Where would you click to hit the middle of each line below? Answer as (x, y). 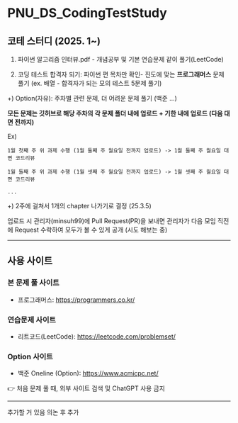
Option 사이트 (30, 356)
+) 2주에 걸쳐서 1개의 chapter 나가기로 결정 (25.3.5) (80, 206)
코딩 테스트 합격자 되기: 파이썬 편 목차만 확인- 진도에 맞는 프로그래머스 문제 (121, 74)
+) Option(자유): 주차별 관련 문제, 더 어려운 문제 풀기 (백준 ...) (92, 98)
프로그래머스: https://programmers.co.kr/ (76, 300)
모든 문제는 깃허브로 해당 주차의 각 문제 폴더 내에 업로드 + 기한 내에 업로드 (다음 (115, 113)
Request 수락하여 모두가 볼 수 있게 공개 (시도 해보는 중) (91, 230)
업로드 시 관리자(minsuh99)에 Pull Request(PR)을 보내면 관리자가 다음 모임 (112, 221)
